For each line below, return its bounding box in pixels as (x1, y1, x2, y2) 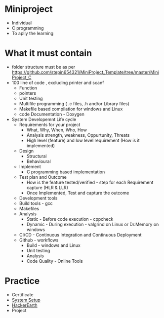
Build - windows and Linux (26, 242, 81, 248)
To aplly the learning (11, 30, 54, 36)
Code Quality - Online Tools (26, 258, 83, 264)
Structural (26, 153, 47, 159)
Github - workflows (19, 237, 59, 243)
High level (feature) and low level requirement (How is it (26, 137, 140, 143)
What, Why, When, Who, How (26, 127, 87, 133)
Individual (11, 20, 32, 26)
